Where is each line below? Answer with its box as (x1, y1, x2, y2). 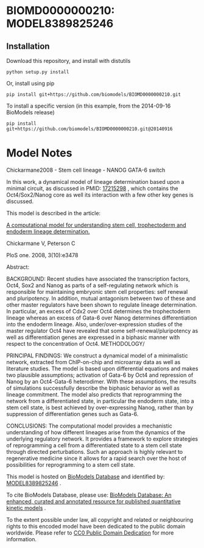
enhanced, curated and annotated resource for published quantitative (6, 497, 181, 505)
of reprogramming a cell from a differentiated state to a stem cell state (6, 441, 182, 449)
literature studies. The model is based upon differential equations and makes (6, 365, 199, 372)
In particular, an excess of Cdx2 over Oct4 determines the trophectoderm (6, 307, 191, 315)
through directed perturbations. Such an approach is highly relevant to (6, 448, 183, 455)
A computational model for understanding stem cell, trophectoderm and (6, 221, 187, 228)
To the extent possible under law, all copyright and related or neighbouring (6, 516, 194, 523)
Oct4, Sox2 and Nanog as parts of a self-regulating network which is (6, 282, 178, 289)
